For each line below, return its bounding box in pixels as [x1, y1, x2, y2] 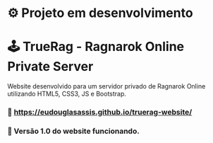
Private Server [7, 59, 94, 75]
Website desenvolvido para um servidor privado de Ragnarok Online [7, 82, 206, 91]
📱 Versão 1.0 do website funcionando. [7, 126, 140, 136]
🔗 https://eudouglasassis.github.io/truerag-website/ [7, 108, 193, 118]
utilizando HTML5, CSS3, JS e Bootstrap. [7, 90, 127, 98]
